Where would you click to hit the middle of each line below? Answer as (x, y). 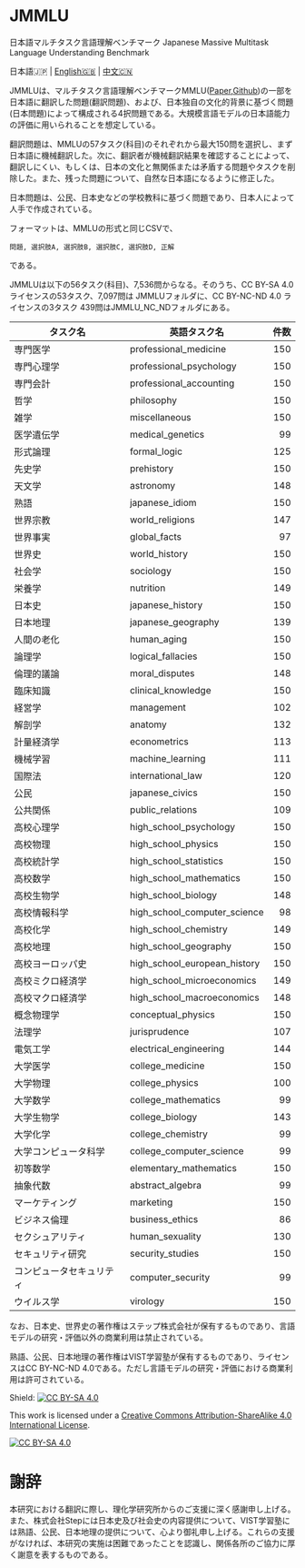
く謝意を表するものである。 (61, 1554)
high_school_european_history (195, 963)
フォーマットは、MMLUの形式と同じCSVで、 (93, 228)
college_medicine (167, 1066)
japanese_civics (164, 793)
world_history (159, 553)
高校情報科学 (42, 913)
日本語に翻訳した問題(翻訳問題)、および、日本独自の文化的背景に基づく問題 (152, 102)
